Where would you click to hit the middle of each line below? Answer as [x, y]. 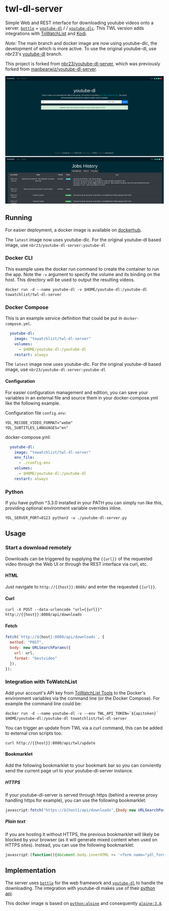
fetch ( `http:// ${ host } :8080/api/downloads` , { [55, 637]
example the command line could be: [44, 703]
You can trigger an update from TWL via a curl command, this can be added [84, 728]
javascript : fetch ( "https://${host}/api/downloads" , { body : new [71, 810]
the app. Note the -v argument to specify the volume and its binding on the [83, 274]
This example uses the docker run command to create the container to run [82, 269]
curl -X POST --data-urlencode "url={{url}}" [54, 610]
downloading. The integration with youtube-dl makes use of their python [80, 888]
